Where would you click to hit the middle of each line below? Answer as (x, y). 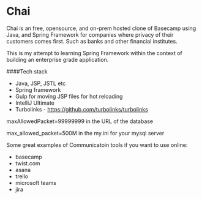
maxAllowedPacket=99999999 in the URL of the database (80, 121)
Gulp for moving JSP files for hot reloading (69, 96)
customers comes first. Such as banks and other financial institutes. (92, 41)
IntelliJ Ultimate (35, 103)
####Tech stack (27, 71)
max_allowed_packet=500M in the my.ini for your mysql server (85, 133)
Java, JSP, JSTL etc (40, 83)
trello (22, 176)
